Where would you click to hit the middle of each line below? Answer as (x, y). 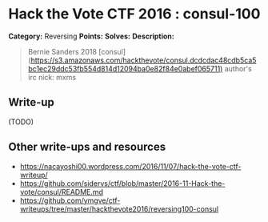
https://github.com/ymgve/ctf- (70, 200)
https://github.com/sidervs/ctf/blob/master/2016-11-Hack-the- (122, 183)
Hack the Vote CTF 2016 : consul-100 (134, 14)
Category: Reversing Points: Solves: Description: (91, 36)
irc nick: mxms (52, 77)
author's (238, 68)
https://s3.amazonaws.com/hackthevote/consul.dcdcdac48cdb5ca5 (144, 60)
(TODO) (21, 122)
